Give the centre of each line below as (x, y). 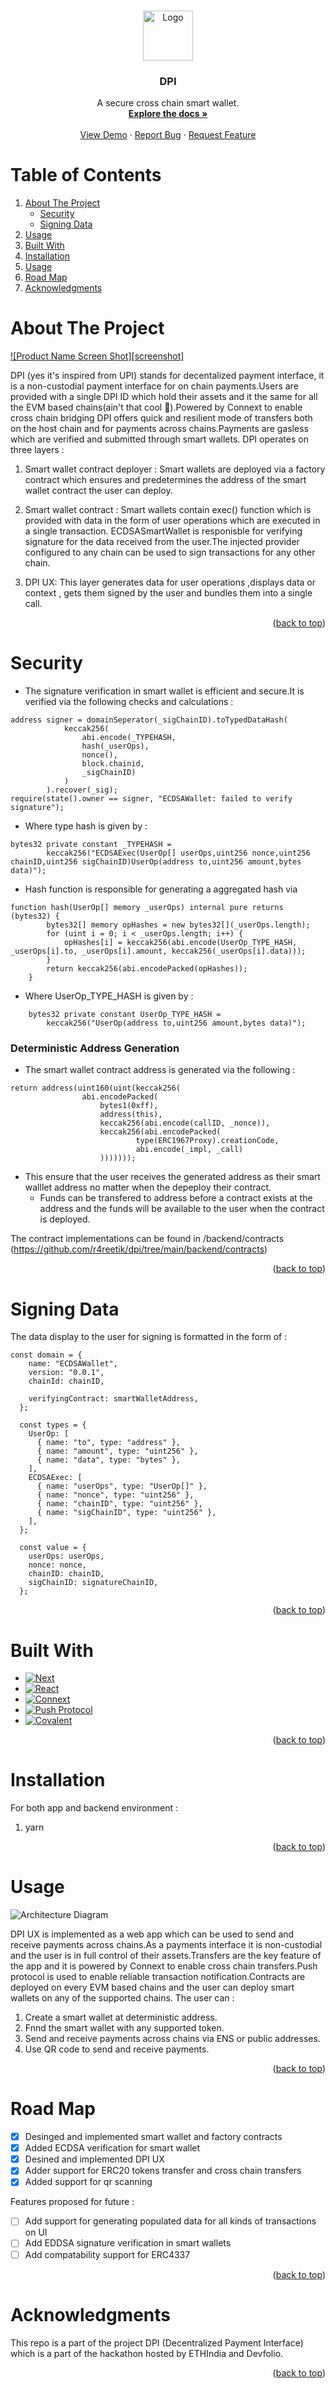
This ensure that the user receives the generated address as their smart (172, 1177)
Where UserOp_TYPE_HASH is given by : (109, 996)
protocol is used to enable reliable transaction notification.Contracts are (158, 1977)
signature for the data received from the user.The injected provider (162, 542)
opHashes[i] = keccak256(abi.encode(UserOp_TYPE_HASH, (180, 943)
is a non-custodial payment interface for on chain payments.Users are (154, 386)
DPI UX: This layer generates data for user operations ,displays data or (170, 582)
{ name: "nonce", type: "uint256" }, (115, 1495)
